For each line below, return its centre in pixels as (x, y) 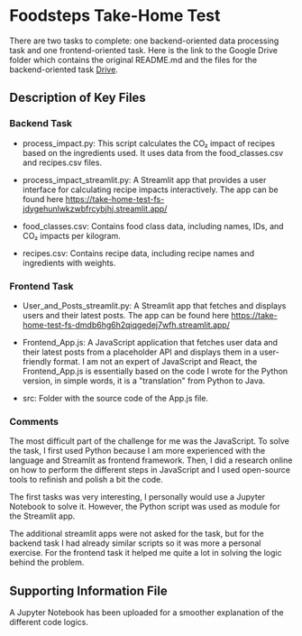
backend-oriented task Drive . (64, 69)
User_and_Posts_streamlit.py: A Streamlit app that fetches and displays (154, 305)
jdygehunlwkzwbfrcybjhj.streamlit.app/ (95, 208)
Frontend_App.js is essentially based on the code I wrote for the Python (155, 371)
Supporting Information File (89, 590)
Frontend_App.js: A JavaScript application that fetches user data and (150, 342)
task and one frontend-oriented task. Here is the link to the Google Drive (143, 50)
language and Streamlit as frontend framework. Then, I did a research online (151, 460)
